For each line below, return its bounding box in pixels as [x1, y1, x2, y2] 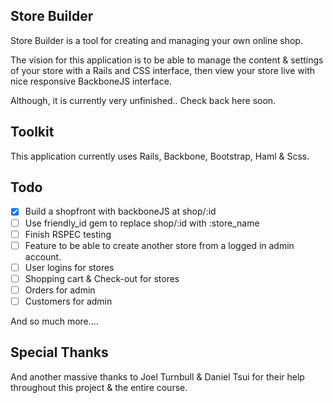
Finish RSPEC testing [24, 228, 112, 240]
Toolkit [10, 124, 55, 141]
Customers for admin [24, 295, 113, 307]
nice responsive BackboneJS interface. [10, 75, 172, 87]
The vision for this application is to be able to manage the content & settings [10, 54, 324, 66]
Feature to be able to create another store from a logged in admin [24, 239, 295, 251]
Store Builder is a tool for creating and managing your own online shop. [10, 34, 303, 46]
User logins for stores [24, 261, 115, 273]
